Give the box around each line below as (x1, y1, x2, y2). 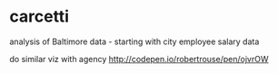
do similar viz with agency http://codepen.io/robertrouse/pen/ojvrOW (9, 53, 269, 64)
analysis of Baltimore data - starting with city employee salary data (9, 36, 260, 47)
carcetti (9, 6, 70, 27)
